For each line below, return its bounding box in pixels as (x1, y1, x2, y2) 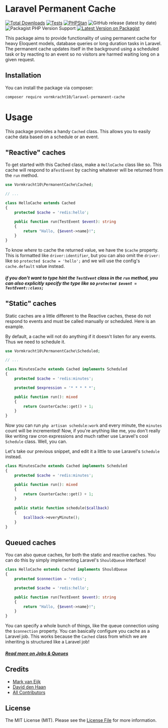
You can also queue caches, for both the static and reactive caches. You (5, 552, 156, 558)
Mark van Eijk (12, 678, 41, 684)
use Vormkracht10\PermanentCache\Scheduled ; (5, 348, 100, 353)
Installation (5, 71, 41, 80)
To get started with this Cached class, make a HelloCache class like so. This (5, 161, 162, 168)
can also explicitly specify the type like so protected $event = (5, 280, 137, 286)
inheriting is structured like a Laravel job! (5, 639, 90, 645)
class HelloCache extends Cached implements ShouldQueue (5, 567, 128, 572)
